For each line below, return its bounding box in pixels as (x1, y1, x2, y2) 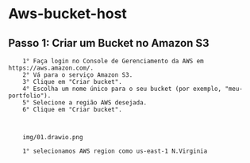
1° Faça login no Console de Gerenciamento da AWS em (22, 57, 204, 65)
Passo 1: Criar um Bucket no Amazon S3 (8, 36, 210, 50)
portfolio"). (8, 92, 52, 100)
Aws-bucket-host (8, 5, 127, 23)
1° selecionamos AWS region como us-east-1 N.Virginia (22, 147, 208, 155)
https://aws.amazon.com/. (8, 64, 94, 72)
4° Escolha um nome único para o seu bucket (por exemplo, (22, 85, 222, 93)
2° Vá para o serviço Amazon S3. (22, 71, 133, 79)
